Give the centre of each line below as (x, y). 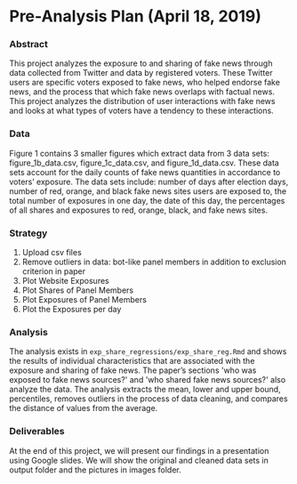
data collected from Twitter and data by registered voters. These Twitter (141, 73)
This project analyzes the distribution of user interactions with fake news (142, 101)
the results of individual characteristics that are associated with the (132, 361)
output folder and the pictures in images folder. (95, 470)
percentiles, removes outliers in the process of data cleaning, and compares (148, 399)
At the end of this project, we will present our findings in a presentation (139, 450)
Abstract (29, 44)
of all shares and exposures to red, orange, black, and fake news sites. (139, 210)
